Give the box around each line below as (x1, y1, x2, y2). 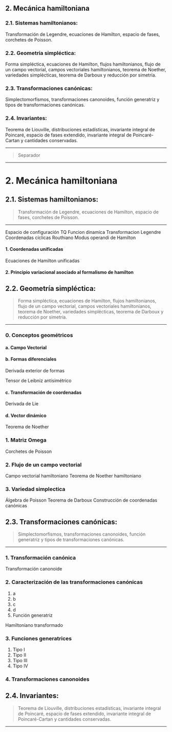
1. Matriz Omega (5, 437, 47, 444)
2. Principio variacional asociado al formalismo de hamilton (5, 269, 134, 275)
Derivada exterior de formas (5, 367, 65, 373)
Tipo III (12, 657, 28, 663)
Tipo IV (12, 663, 28, 669)
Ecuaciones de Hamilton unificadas (5, 258, 80, 264)
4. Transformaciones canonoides (5, 676, 90, 683)
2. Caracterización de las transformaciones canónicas (5, 579, 143, 586)
